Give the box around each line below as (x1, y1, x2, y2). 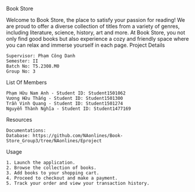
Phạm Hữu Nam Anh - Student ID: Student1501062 (6, 90, 126, 96)
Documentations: (6, 128, 46, 134)
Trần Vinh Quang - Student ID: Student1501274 (6, 100, 123, 106)
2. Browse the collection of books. (6, 165, 97, 171)
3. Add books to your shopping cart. (6, 170, 100, 176)
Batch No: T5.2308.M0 (6, 63, 60, 69)
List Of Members (6, 79, 47, 86)
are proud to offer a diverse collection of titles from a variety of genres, (6, 23, 180, 30)
